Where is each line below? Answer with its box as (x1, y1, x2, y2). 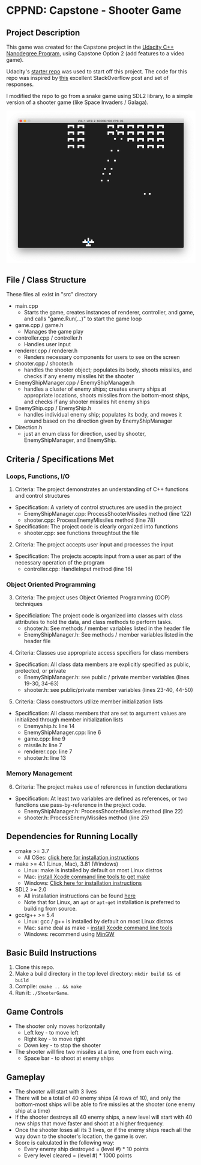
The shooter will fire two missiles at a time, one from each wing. (14, 1048, 173, 1056)
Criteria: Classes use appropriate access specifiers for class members (14, 649, 189, 656)
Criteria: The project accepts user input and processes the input (14, 541, 174, 548)
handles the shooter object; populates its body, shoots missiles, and (23, 366, 192, 373)
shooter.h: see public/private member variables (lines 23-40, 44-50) (23, 686, 193, 694)
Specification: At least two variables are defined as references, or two (14, 795, 188, 802)
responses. (6, 81, 34, 88)
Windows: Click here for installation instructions (23, 879, 142, 887)
